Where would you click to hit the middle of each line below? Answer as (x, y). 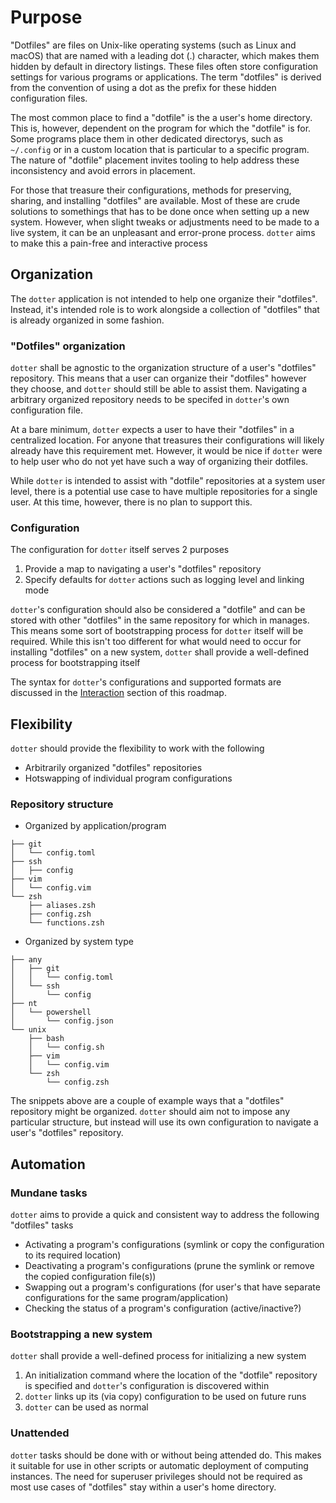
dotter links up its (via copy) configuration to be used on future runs (165, 1397)
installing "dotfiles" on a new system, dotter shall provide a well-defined (159, 652)
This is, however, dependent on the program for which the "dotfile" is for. (161, 128)
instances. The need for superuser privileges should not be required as (156, 1476)
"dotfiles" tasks (42, 1225)
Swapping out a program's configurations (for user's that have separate (172, 1287)
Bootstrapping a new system (81, 1334)
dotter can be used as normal (86, 1407)
